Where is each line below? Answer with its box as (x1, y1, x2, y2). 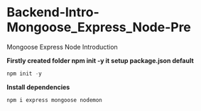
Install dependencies (6, 83, 70, 91)
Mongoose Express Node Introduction (6, 42, 118, 51)
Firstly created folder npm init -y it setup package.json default (6, 56, 195, 64)
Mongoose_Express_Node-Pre (6, 19, 191, 35)
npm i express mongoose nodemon (6, 96, 102, 103)
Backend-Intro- (6, 4, 100, 21)
